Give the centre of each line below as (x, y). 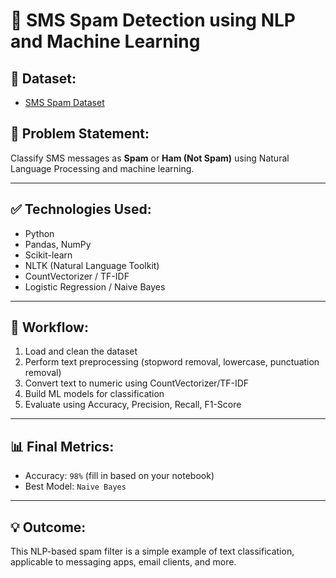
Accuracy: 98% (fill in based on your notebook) (119, 476)
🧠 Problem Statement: (80, 134)
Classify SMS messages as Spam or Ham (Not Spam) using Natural (150, 158)
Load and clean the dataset (81, 351)
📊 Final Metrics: (62, 446)
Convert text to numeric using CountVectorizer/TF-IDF (137, 383)
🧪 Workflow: (49, 327)
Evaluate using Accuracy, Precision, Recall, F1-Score (133, 405)
